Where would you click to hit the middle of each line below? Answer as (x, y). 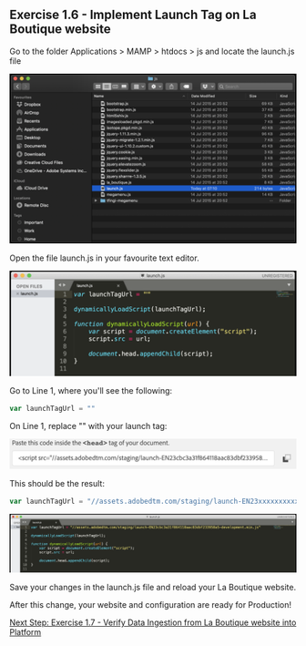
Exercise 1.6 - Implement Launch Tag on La (133, 15)
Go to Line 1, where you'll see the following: (91, 391)
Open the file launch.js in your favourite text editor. (104, 258)
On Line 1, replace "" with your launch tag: (88, 426)
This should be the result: (57, 483)
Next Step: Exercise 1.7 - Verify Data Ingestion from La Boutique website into (153, 622)
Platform (25, 632)
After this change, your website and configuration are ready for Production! (150, 605)
